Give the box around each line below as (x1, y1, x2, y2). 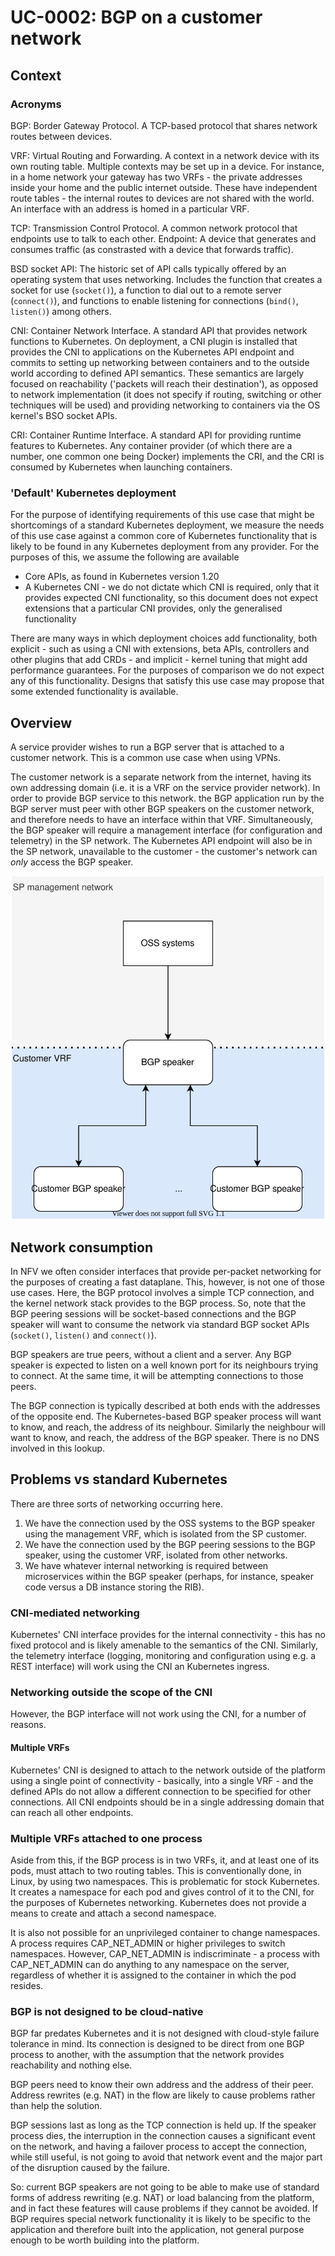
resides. (10, 1979, 44, 1991)
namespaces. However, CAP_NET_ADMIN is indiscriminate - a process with (10, 1947, 321, 1960)
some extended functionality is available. (10, 686, 179, 698)
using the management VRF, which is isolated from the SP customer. (24, 1527, 307, 1540)
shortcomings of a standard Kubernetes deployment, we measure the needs (10, 519, 325, 531)
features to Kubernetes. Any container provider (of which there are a (10, 439, 293, 451)
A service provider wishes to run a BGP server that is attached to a (10, 741, 285, 753)
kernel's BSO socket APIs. (10, 409, 118, 421)
